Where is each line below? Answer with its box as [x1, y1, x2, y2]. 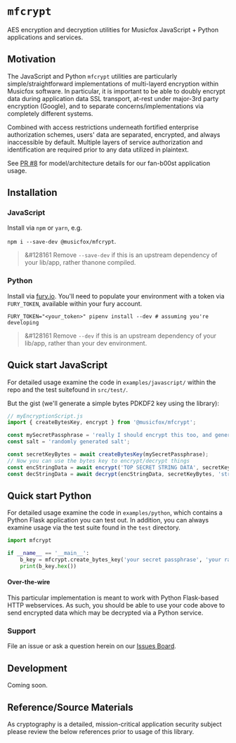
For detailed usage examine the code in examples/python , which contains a [7, 508, 223, 517]
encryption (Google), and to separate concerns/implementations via [7, 102, 204, 110]
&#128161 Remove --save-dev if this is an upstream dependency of [24, 251, 218, 259]
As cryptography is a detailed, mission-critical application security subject [7, 720, 223, 728]
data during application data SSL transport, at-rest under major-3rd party [7, 94, 219, 103]
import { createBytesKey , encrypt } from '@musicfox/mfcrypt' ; [7, 419, 197, 426]
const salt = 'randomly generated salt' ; [7, 438, 131, 445]
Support [7, 626, 37, 636]
